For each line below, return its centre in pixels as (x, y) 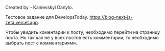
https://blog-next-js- (111, 17)
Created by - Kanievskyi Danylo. (39, 7)
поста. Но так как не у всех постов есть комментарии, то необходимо (82, 38)
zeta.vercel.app (22, 22)
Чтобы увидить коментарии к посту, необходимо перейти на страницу (83, 32)
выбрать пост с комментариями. (41, 43)
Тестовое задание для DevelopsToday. (47, 17)
